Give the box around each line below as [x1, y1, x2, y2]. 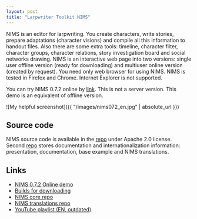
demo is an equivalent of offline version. [6, 92, 103, 99]
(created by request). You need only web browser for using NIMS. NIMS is [6, 68, 186, 75]
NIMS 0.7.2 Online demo [14, 181, 74, 188]
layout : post [6, 8, 38, 15]
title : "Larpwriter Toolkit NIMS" [6, 14, 91, 20]
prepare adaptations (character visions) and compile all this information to [6, 36, 185, 44]
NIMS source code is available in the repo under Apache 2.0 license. [6, 136, 172, 143]
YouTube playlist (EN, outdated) [14, 206, 92, 213]
